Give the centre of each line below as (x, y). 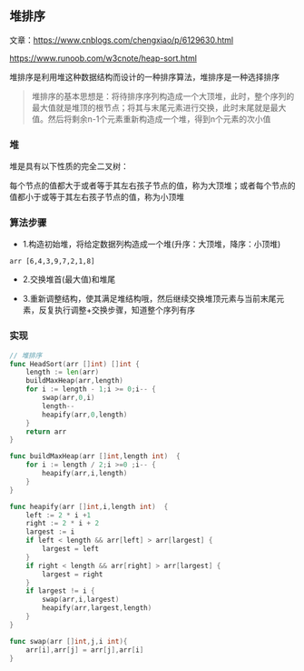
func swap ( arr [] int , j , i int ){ (69, 641)
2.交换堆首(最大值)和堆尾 (69, 279)
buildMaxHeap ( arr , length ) (75, 381)
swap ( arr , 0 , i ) (69, 398)
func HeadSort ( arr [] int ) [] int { (75, 364)
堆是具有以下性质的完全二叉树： (69, 166)
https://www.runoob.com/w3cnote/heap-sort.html (103, 58)
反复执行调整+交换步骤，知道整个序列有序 (117, 310)
